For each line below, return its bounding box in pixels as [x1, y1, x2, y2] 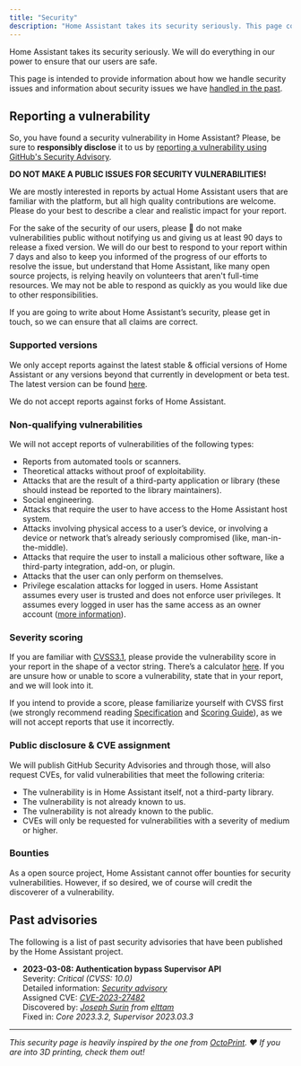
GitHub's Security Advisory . [9, 152, 112, 163]
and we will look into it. [9, 680, 94, 692]
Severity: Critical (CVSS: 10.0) [21, 973, 133, 983]
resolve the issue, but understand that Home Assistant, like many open [9, 261, 271, 272]
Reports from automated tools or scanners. [21, 455, 182, 467]
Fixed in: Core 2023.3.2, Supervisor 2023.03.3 [21, 1011, 194, 1022]
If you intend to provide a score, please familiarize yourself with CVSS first [9, 698, 284, 709]
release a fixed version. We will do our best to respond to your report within [9, 242, 288, 252]
